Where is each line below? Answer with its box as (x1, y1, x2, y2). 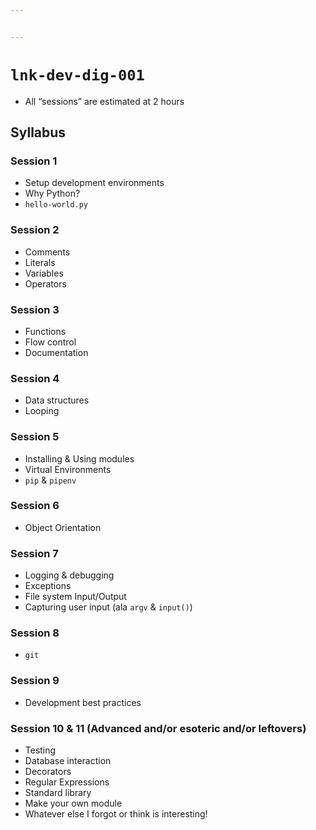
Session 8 (10, 626, 60, 640)
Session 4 (10, 371, 60, 385)
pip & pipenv (24, 474, 77, 486)
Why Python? (24, 187, 81, 200)
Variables (24, 267, 64, 279)
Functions (24, 325, 67, 337)
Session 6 (10, 499, 60, 513)
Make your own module (24, 797, 123, 810)
